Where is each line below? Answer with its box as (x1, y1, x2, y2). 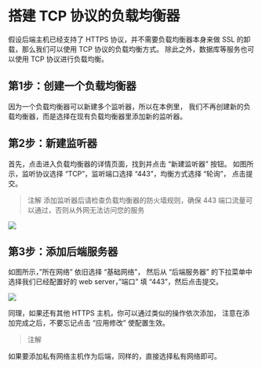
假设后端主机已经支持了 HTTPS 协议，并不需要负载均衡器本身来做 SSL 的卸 (8, 35, 251, 44)
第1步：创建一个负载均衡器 (8, 79, 137, 93)
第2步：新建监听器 (8, 137, 98, 150)
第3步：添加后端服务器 (8, 245, 118, 258)
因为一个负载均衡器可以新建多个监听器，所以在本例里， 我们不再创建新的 (8, 101, 244, 111)
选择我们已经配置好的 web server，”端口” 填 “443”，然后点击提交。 (8, 277, 224, 286)
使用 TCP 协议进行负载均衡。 (14, 54, 108, 64)
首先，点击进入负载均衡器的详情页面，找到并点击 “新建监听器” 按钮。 (8, 158, 231, 169)
